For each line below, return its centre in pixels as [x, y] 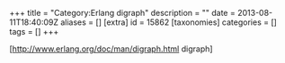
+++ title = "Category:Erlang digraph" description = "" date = [122, 13]
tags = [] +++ [34, 31]
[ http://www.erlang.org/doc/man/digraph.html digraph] [111, 49]
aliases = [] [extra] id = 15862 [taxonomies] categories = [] [168, 22]
